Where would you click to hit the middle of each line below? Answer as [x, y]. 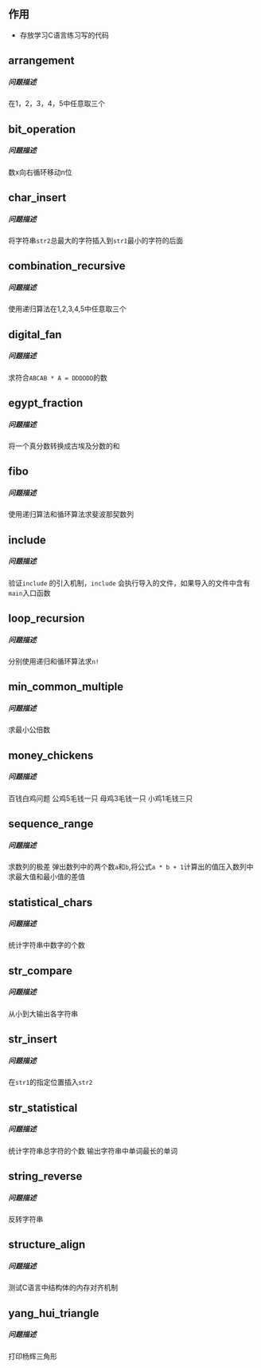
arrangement [41, 61]
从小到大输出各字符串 [43, 1013]
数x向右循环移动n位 [40, 172]
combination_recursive [67, 266]
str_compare [41, 970]
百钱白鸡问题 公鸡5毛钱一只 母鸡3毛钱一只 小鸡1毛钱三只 [101, 798]
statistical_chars [51, 903]
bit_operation [42, 129]
